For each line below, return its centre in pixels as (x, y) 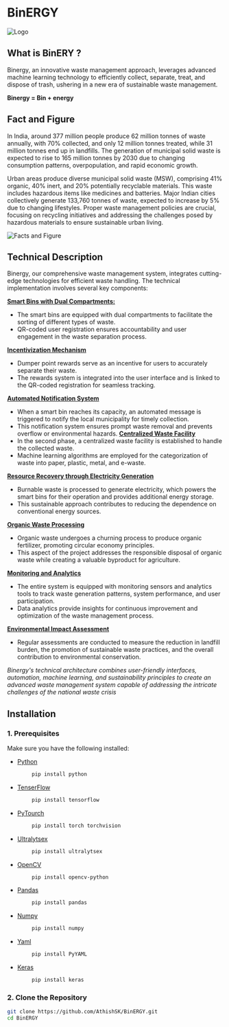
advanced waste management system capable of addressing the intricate (112, 685)
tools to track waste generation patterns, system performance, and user (119, 594)
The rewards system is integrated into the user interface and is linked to (119, 378)
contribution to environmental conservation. (79, 657)
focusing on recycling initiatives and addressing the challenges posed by (110, 215)
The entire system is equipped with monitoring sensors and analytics (114, 587)
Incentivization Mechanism (47, 350)
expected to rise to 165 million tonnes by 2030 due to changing (96, 158)
